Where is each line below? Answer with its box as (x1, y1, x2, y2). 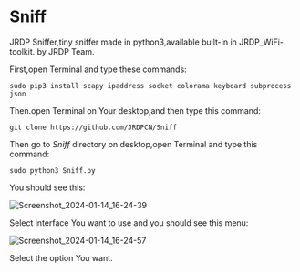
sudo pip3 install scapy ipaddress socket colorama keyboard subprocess (9, 81, 292, 90)
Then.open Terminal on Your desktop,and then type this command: (9, 105, 262, 116)
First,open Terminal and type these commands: (9, 64, 187, 75)
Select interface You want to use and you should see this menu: (9, 217, 249, 228)
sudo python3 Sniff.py (9, 166, 96, 175)
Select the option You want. (9, 252, 113, 263)
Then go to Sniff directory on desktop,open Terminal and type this (9, 138, 258, 149)
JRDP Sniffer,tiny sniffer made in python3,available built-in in (9, 36, 237, 47)
